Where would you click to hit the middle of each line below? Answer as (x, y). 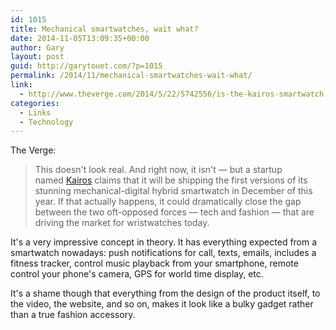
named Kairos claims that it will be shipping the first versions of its (171, 180)
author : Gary (37, 47)
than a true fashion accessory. (73, 315)
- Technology (46, 122)
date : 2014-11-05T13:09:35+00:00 (80, 38)
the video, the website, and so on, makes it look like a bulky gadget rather (162, 304)
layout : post (37, 57)
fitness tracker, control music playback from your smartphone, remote (154, 263)
